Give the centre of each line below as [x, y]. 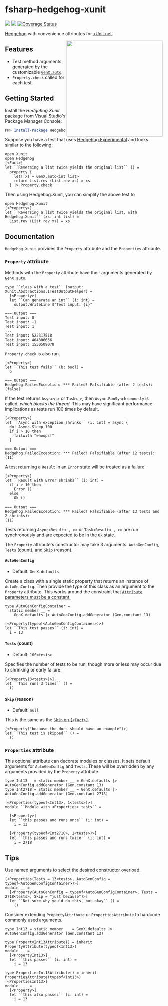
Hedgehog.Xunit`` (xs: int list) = [42, 217]
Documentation [30, 236]
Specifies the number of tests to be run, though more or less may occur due [83, 664]
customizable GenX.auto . [38, 72]
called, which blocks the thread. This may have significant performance [79, 403]
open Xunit [16, 154]
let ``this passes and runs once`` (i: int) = [59, 820]
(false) [13, 389]
